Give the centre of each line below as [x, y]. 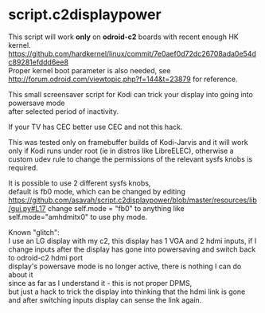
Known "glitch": [34, 232]
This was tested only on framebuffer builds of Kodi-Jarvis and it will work [128, 142]
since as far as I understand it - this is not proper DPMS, [100, 283]
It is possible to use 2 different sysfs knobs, [80, 183]
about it [21, 274]
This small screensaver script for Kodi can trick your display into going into [131, 94]
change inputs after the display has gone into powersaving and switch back [132, 249]
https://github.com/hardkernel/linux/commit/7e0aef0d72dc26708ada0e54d [132, 53]
